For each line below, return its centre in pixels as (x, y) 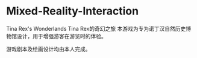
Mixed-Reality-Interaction (73, 11)
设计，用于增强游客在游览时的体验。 (61, 36)
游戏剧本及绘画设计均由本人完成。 (48, 49)
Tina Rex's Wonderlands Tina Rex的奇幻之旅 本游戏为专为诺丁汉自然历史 (96, 28)
